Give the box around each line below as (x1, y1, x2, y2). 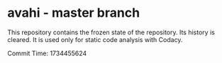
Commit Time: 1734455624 (7, 49, 87, 57)
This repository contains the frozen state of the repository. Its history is (7, 28, 215, 36)
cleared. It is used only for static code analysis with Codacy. (7, 35, 183, 43)
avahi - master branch (7, 5, 140, 21)
